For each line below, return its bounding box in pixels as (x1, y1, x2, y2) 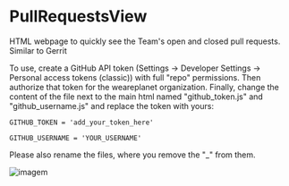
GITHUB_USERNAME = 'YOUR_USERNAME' (9, 133, 142, 142)
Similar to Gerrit (9, 45, 67, 55)
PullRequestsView (9, 6, 148, 27)
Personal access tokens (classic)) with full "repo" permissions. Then (9, 72, 261, 82)
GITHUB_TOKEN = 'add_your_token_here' (9, 118, 154, 127)
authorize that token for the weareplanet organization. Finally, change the (9, 81, 280, 92)
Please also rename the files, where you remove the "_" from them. (9, 149, 257, 160)
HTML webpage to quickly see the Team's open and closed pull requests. (9, 36, 281, 46)
